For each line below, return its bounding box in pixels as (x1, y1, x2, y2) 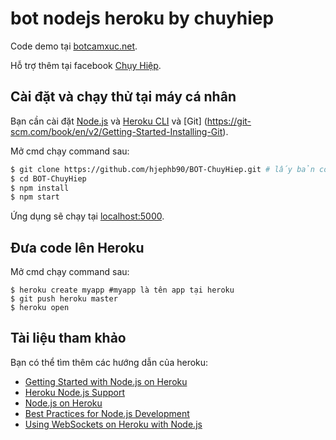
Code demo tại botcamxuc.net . (10, 40, 138, 52)
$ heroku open (10, 303, 70, 313)
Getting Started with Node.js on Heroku (24, 375, 188, 387)
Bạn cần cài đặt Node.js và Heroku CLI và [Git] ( (10, 115, 208, 127)
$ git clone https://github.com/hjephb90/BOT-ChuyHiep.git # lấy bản (10, 164, 315, 174)
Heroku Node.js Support (24, 386, 125, 398)
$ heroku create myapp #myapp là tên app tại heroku (10, 285, 235, 296)
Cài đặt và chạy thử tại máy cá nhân (10, 88, 237, 106)
